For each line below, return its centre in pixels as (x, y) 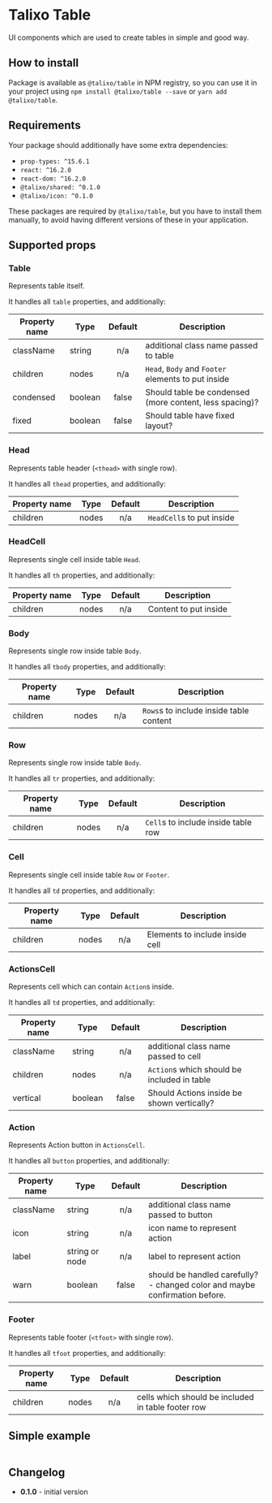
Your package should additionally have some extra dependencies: (118, 145)
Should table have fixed (190, 416)
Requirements (45, 126)
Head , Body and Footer (186, 369)
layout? (159, 426)
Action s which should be (195, 1070)
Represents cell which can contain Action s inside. (91, 987)
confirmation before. (187, 1295)
